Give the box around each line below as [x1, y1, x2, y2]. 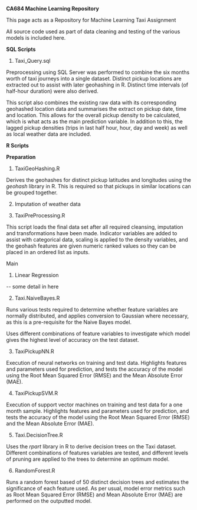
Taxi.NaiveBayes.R [14, 294, 60, 301]
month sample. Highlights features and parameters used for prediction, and [6, 408, 189, 414]
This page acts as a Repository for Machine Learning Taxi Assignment [6, 17, 176, 23]
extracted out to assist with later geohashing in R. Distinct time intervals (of [6, 81, 189, 88]
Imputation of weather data [14, 201, 81, 207]
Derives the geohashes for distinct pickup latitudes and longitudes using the [6, 177, 192, 183]
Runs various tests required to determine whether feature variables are [6, 306, 178, 313]
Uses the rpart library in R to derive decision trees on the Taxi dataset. [6, 443, 177, 450]
